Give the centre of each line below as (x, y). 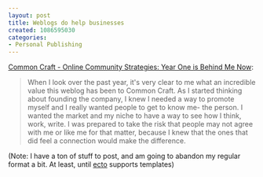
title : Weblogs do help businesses (66, 23)
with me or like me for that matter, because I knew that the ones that (138, 133)
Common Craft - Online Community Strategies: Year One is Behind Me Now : (131, 67)
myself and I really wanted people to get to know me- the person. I (135, 108)
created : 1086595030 (42, 30)
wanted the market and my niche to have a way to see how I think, (134, 116)
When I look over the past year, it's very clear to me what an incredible (141, 83)
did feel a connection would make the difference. (106, 141)
